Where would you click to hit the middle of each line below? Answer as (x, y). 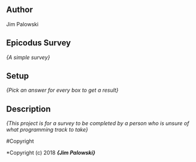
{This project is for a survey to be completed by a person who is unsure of (98, 123)
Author (19, 10)
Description (28, 109)
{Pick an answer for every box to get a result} (62, 90)
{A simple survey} (28, 57)
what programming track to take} (47, 130)
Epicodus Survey (39, 43)
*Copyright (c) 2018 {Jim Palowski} (51, 153)
